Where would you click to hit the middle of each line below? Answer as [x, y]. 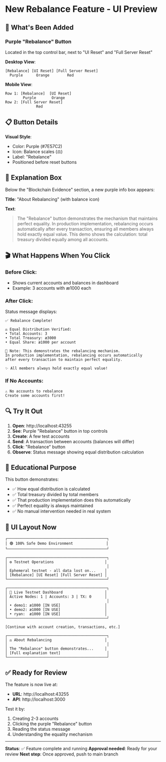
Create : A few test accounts [41, 436]
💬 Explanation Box [33, 178]
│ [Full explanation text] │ [57, 653]
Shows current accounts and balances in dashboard [65, 283]
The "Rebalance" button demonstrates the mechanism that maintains [87, 218]
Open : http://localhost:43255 [42, 426]
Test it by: [15, 709]
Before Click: [21, 272]
